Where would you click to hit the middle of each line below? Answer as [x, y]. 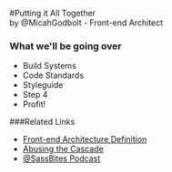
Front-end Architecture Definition [85, 139]
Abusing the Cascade [63, 149]
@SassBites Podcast [61, 158]
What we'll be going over [66, 46]
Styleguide [43, 85]
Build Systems [50, 66]
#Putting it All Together [53, 13]
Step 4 [35, 95]
